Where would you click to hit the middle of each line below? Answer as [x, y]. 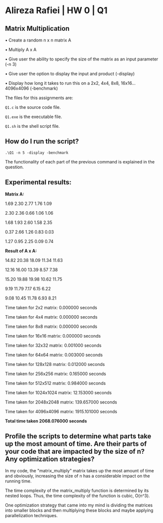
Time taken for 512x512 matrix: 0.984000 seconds [55, 383]
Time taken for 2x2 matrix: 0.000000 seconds [51, 307]
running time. [18, 481]
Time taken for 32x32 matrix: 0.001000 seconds [53, 345]
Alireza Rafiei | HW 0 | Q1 [56, 10]
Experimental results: [38, 182]
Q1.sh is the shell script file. [32, 126]
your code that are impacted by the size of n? [75, 452]
